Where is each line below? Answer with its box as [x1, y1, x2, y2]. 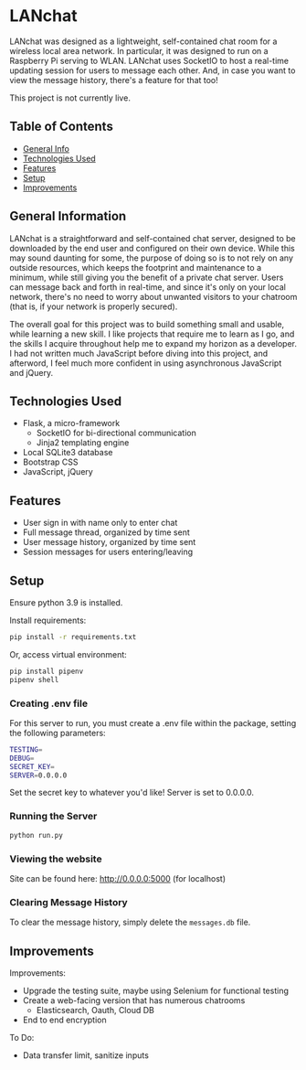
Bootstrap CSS [22, 456, 79, 467]
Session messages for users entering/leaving [22, 546, 194, 558]
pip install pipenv [9, 667, 84, 676]
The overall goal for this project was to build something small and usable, [9, 318, 285, 329]
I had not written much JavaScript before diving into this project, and [9, 348, 268, 358]
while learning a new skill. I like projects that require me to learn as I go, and [9, 328, 295, 339]
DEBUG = [9, 754, 35, 763]
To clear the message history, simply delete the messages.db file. [9, 916, 251, 928]
